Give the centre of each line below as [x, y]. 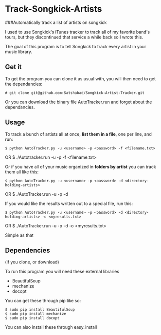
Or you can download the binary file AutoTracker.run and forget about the [79, 102]
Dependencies [27, 250]
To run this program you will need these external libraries [62, 272]
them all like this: [22, 172]
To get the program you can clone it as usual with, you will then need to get [80, 78]
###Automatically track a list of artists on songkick [56, 22]
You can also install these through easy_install [51, 327]
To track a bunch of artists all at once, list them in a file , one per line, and [79, 134]
